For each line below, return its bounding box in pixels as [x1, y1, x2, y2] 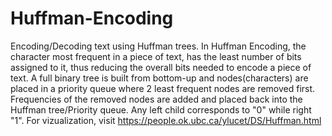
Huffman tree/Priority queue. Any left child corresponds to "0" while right [10, 103, 312, 116]
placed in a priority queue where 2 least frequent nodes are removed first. [10, 82, 316, 94]
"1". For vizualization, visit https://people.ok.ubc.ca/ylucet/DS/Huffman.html [10, 114, 322, 126]
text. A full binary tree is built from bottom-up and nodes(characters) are [10, 72, 309, 84]
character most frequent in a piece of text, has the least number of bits [10, 50, 302, 62]
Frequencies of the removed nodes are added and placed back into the [10, 93, 303, 105]
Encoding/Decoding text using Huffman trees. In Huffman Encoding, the [10, 40, 307, 52]
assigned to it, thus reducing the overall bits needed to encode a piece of [10, 61, 312, 73]
